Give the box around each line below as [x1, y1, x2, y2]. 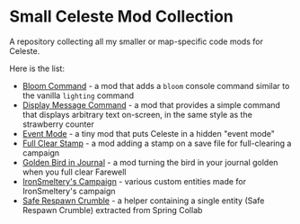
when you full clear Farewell [22, 166, 127, 177]
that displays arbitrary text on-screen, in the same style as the [22, 109, 253, 120]
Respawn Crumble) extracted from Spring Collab [22, 204, 203, 215]
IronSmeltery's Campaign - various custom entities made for [22, 175, 247, 186]
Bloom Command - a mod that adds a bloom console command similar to [22, 80, 290, 91]
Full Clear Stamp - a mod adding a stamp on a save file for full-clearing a [22, 138, 292, 148]
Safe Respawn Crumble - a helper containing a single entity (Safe [22, 195, 265, 206]
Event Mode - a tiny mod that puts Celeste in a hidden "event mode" [22, 128, 276, 139]
